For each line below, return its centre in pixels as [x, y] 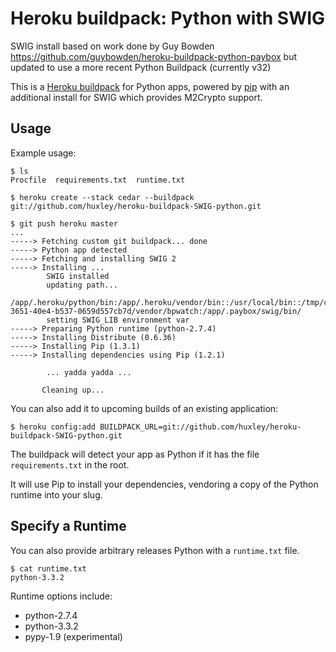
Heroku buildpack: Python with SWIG [168, 18]
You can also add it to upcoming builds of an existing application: [144, 408]
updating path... [82, 285]
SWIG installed [78, 276]
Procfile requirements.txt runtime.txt [98, 180]
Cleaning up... [73, 390]
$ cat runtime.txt [48, 568]
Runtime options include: [61, 596]
